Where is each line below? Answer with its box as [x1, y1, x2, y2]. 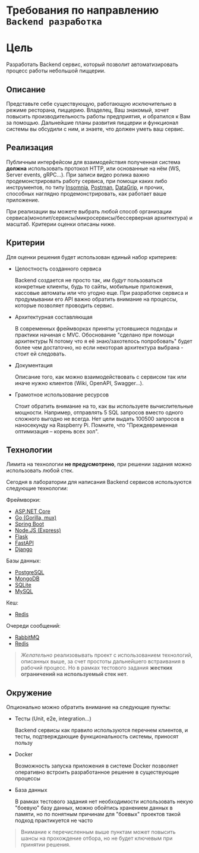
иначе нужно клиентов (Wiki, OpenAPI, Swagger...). [14, 379, 144, 386]
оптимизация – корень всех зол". [14, 427, 99, 435]
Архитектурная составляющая [14, 313, 93, 320]
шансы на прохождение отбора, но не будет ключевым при [20, 835, 173, 842]
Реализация [6, 143, 53, 153]
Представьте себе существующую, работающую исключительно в [6, 100, 177, 107]
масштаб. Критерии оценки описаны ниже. [6, 221, 116, 228]
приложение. [6, 196, 40, 203]
